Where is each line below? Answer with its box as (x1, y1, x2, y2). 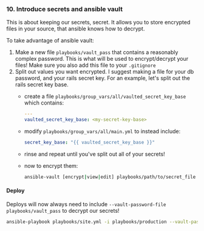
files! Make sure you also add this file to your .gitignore (15, 61, 156, 69)
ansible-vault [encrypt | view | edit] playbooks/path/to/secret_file (24, 174, 196, 180)
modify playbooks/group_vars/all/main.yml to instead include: (24, 128, 181, 135)
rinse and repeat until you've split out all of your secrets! (24, 150, 165, 157)
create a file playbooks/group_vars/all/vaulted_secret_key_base (24, 93, 186, 100)
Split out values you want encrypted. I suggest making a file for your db (15, 68, 194, 75)
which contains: (24, 99, 64, 106)
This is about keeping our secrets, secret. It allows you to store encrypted (6, 19, 191, 26)
